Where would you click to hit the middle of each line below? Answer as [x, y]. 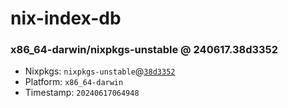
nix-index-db [66, 18]
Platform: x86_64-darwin [74, 82]
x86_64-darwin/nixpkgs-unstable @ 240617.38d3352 [144, 50]
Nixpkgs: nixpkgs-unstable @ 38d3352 [100, 71]
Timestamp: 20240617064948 [82, 93]
